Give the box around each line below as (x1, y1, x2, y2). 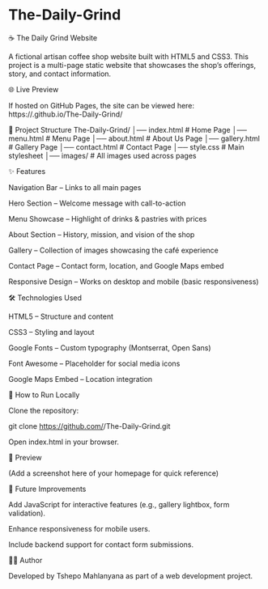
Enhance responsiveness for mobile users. (8, 523, 151, 533)
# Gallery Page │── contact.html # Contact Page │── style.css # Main (8, 142, 245, 151)
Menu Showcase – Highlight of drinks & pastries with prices (8, 214, 207, 223)
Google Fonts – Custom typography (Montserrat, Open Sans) (8, 342, 212, 353)
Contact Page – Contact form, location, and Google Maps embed (8, 261, 224, 270)
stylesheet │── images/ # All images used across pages (8, 150, 197, 160)
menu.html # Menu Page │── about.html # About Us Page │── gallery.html (8, 133, 261, 143)
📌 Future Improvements (8, 484, 87, 494)
